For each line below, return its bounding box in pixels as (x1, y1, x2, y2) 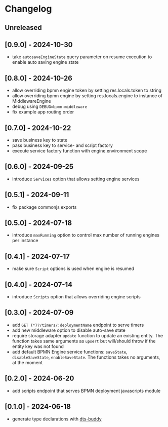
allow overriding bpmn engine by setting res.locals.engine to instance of (12, 93, 163, 99)
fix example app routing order (12, 109, 74, 115)
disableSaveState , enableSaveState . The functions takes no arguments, (12, 354, 160, 360)
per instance (12, 238, 38, 244)
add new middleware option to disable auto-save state (12, 327, 126, 333)
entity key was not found (12, 343, 64, 350)
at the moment (12, 359, 43, 365)
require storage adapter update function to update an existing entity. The (12, 332, 163, 338)
